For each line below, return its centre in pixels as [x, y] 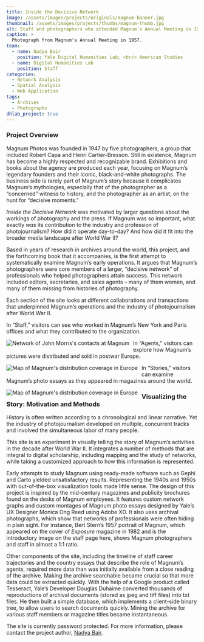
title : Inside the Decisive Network [53, 12]
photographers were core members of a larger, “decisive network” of [93, 269]
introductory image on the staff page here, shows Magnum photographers [99, 538]
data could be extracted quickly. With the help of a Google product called [98, 582]
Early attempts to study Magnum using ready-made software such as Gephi [101, 473]
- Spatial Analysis [36, 86]
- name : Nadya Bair [36, 52]
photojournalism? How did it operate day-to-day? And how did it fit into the [100, 231]
